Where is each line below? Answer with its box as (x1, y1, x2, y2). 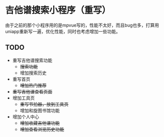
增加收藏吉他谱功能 (20, 120, 60, 126)
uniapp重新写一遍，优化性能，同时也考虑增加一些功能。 (5, 28, 120, 34)
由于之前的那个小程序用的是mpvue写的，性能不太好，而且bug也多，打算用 (5, 22, 159, 28)
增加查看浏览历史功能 (20, 126, 64, 132)
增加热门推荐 (20, 82, 47, 88)
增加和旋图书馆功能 (20, 107, 60, 113)
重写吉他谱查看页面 (12, 88, 53, 94)
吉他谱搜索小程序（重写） (5, 5, 111, 16)
